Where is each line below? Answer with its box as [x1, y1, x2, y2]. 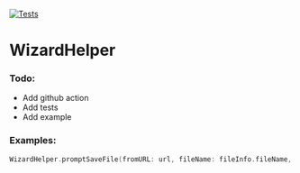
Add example [22, 112, 72, 123]
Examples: [9, 134, 57, 147]
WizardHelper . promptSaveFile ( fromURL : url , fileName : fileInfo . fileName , [9, 154, 293, 164]
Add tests [22, 102, 59, 113]
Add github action [22, 93, 89, 104]
